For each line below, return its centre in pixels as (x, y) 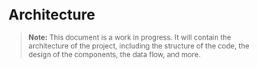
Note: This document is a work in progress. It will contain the (130, 37)
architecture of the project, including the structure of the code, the (139, 45)
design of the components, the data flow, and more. (114, 54)
